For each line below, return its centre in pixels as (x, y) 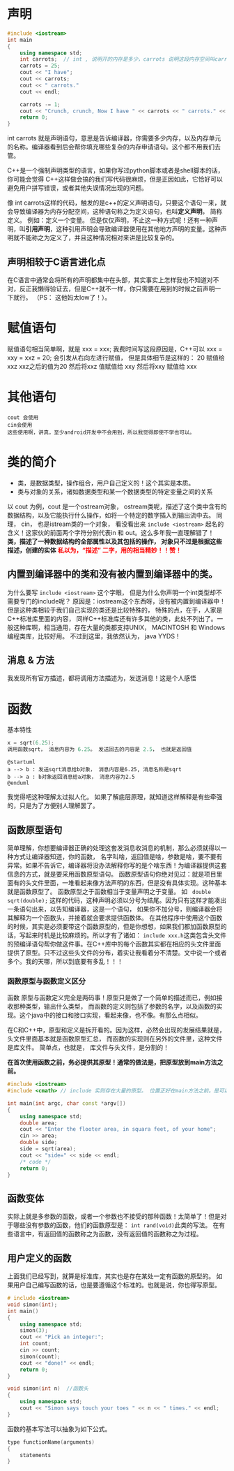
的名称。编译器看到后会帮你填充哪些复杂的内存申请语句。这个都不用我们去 (114, 147)
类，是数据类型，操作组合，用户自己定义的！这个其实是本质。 (106, 483)
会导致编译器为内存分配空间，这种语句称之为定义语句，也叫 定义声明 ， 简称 (115, 212)
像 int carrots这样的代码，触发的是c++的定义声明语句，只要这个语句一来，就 (117, 203)
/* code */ (36, 1162)
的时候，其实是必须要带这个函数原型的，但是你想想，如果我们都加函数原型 (114, 926)
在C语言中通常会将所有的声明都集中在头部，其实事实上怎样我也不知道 (107, 280)
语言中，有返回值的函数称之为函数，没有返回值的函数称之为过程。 (108, 1234)
